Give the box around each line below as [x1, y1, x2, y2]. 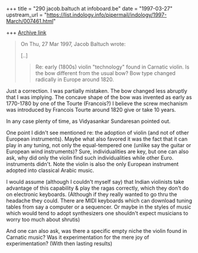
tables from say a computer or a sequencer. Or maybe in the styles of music [6, 203, 191, 210]
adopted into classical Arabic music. [6, 167, 95, 174]
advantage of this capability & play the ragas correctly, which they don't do [6, 184, 189, 192]
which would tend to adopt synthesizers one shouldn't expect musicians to [6, 210, 189, 216]
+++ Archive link [6, 29, 47, 36]
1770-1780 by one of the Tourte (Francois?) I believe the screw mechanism [6, 100, 188, 107]
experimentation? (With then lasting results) [6, 240, 113, 247]
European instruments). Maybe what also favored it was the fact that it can [6, 135, 188, 142]
